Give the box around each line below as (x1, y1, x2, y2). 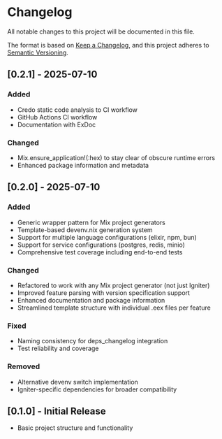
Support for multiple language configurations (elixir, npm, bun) (17, 233, 197, 241)
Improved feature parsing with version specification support (17, 288, 191, 297)
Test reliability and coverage (17, 344, 99, 353)
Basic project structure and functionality (17, 424, 133, 432)
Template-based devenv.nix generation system (17, 225, 153, 234)
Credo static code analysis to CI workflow (17, 106, 138, 114)
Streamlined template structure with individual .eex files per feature (17, 303, 211, 312)
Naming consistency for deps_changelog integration (17, 337, 168, 345)
